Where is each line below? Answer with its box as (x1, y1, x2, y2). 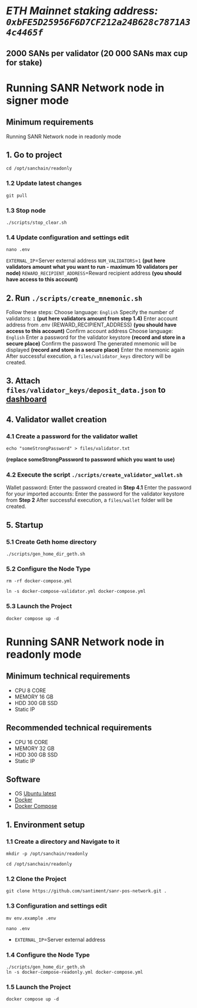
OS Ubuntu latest (14, 790, 56, 797)
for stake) (6, 57, 42, 67)
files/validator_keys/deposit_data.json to (6, 385, 166, 395)
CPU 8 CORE (14, 687, 46, 694)
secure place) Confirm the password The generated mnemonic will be (6, 340, 177, 347)
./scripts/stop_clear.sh (6, 220, 67, 226)
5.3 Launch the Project (6, 602, 72, 611)
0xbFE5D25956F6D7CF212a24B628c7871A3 (6, 17, 191, 28)
